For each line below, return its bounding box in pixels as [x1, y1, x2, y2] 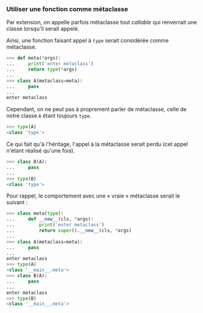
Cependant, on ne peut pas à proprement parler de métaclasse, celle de [6, 106, 187, 113]
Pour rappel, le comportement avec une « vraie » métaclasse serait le [6, 192, 181, 199]
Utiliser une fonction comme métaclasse [6, 5, 129, 13]
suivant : [6, 199, 28, 206]
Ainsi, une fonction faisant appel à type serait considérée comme [6, 37, 169, 44]
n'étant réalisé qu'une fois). [6, 147, 75, 154]
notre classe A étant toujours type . [6, 112, 92, 120]
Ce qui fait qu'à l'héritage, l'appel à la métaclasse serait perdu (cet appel [6, 140, 188, 148]
